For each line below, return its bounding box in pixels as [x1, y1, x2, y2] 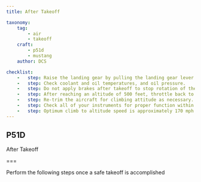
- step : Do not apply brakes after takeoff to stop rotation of [17, 86, 186, 92]
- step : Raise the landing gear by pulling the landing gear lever [17, 75, 194, 81]
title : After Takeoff [6, 8, 60, 15]
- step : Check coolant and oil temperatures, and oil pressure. [17, 80, 186, 87]
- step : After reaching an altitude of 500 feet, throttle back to [17, 91, 194, 97]
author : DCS [17, 58, 47, 64]
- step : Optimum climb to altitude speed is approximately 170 [17, 108, 184, 114]
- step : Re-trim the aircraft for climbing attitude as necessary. [17, 97, 194, 103]
